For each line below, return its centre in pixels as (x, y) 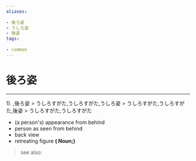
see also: (31, 152)
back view (27, 135)
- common (17, 50)
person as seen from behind (48, 128)
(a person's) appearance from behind (60, 122)
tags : (13, 39)
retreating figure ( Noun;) (45, 141)
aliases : (17, 11)
